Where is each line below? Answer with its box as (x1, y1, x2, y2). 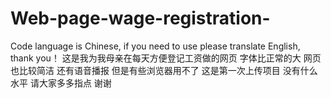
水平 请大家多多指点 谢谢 (10, 77, 112, 89)
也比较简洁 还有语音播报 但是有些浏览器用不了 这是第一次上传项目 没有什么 (10, 64, 318, 76)
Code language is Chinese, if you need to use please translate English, (10, 40, 301, 52)
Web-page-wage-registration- (10, 7, 271, 30)
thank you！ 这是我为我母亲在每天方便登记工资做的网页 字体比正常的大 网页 (10, 52, 322, 64)
